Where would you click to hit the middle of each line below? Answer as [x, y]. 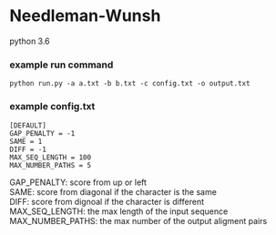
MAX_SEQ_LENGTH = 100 [51, 157]
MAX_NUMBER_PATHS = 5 [51, 165]
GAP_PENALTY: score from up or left [78, 182]
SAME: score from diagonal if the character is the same [113, 191]
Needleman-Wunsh [85, 16]
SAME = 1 [26, 141]
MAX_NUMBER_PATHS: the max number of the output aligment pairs [138, 220]
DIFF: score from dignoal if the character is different [107, 201]
